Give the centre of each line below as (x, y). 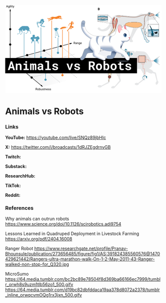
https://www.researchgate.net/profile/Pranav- (81, 248)
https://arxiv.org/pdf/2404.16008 (39, 239)
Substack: (16, 166)
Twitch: (13, 157)
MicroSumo (17, 274)
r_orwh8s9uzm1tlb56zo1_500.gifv (39, 285)
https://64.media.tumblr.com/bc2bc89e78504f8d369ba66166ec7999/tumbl (83, 279)
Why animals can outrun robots (37, 219)
